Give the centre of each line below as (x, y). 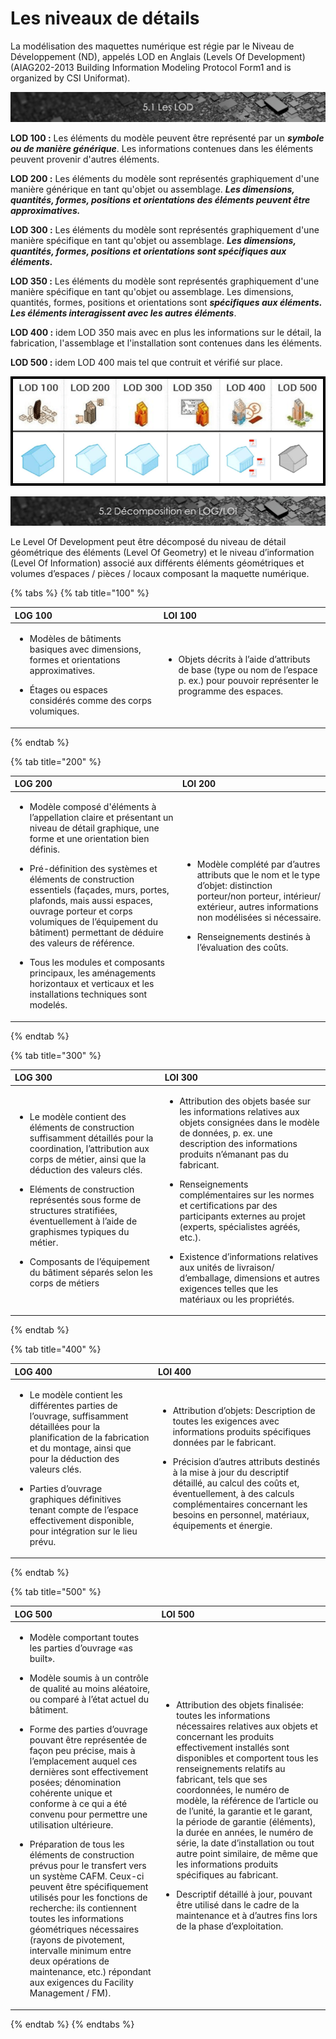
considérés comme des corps (90, 701)
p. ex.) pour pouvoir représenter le (249, 680)
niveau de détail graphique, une (94, 828)
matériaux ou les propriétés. (237, 1299)
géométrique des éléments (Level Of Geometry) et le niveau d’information (162, 553)
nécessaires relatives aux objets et (247, 1726)
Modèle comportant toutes (84, 1638)
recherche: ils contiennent (83, 1908)
